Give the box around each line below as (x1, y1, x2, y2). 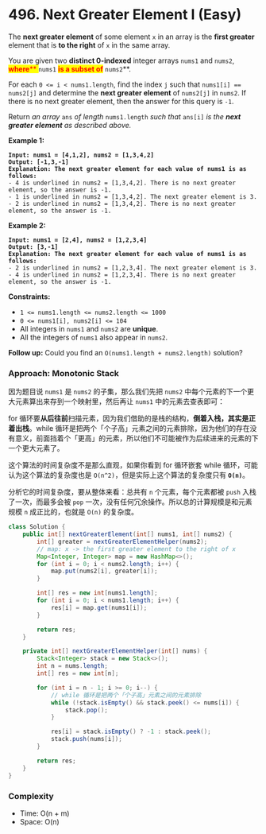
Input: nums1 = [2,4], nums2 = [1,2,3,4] (8, 236, 148, 244)
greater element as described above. (8, 120, 132, 130)
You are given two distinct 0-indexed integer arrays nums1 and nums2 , (8, 56, 235, 65)
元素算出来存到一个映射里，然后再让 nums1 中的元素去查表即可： (14, 397, 225, 406)
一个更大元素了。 (8, 444, 64, 453)
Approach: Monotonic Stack (8, 367, 119, 378)
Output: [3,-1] (8, 242, 59, 251)
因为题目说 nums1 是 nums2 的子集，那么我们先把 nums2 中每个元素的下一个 (8, 387, 248, 397)
